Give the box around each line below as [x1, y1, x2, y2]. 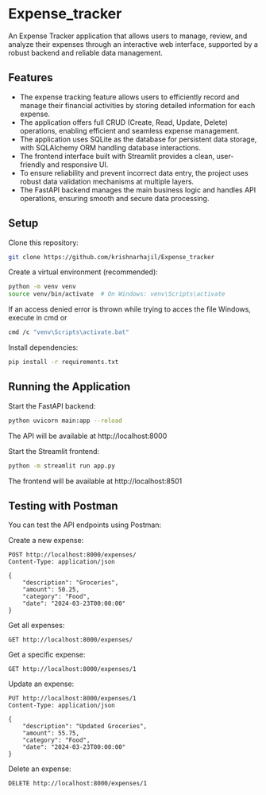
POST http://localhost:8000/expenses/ [8, 551, 137, 559]
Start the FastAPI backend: [8, 401, 96, 410]
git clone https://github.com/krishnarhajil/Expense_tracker [8, 253, 215, 261]
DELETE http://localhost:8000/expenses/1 [8, 780, 148, 788]
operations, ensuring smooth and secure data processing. [19, 193, 210, 203]
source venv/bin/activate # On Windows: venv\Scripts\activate [8, 290, 226, 298]
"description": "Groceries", [22, 579, 119, 587]
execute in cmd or [8, 313, 67, 323]
